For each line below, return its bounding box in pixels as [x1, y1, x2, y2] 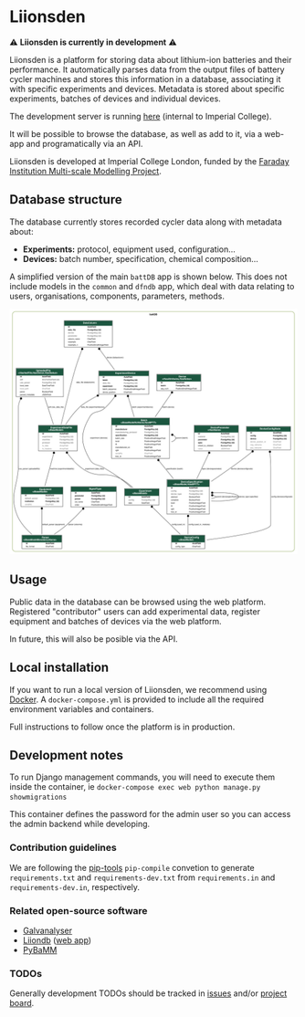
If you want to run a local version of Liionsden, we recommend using [9, 684, 268, 695]
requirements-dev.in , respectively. [9, 881, 140, 892]
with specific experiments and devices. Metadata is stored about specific [9, 83, 285, 94]
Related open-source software [9, 904, 148, 917]
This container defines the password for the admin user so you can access [9, 809, 291, 820]
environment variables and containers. [9, 703, 154, 714]
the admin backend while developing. [9, 819, 151, 830]
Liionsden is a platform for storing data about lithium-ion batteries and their [9, 54, 292, 65]
